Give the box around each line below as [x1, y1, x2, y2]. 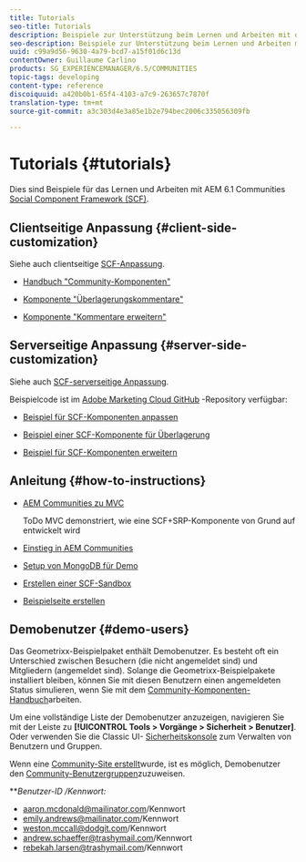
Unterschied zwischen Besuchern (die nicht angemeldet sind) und [9, 655, 258, 666]
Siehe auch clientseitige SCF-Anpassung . [9, 259, 166, 269]
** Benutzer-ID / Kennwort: [9, 785, 107, 797]
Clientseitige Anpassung [9, 220, 153, 235]
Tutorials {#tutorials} [9, 154, 172, 174]
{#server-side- [159, 338, 248, 354]
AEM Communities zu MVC [22, 498, 125, 508]
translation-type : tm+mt [9, 97, 104, 108]
